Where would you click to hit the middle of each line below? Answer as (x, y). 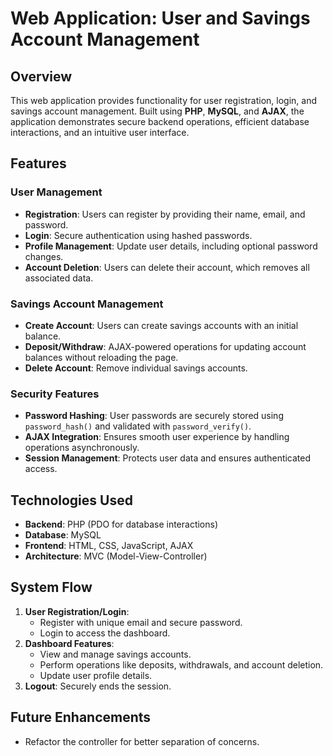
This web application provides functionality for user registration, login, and (163, 100)
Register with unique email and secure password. (141, 622)
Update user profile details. (96, 675)
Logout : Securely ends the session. (98, 686)
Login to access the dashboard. (105, 633)
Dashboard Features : (69, 643)
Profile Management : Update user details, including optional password (171, 246)
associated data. (59, 278)
